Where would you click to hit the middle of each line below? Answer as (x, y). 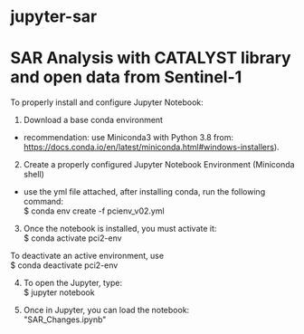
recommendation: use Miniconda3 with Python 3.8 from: (128, 138)
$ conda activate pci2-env (72, 238)
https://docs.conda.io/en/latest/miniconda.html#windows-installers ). (151, 148)
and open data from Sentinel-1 (126, 77)
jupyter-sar (54, 17)
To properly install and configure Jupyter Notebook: (107, 102)
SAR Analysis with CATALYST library (151, 58)
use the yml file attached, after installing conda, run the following (144, 192)
